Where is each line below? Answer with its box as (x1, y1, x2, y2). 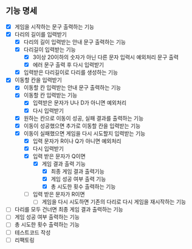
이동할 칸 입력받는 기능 (23, 92, 78, 99)
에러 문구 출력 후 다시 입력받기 (32, 61, 105, 69)
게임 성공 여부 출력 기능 (50, 176, 106, 183)
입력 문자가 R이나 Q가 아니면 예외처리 (32, 137, 122, 145)
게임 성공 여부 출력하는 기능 (14, 213, 80, 220)
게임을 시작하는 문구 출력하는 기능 (14, 23, 95, 30)
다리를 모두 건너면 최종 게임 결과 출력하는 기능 (14, 206, 123, 213)
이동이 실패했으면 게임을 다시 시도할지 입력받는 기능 (23, 129, 146, 137)
